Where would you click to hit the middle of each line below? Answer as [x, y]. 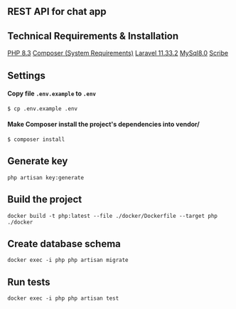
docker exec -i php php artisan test [63, 298]
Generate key [38, 161]
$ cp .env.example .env [43, 109]
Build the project [45, 200]
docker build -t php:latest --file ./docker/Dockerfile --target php [113, 216]
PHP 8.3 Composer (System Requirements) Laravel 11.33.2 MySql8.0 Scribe [118, 53]
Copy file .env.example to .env [52, 94]
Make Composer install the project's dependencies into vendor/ [104, 125]
